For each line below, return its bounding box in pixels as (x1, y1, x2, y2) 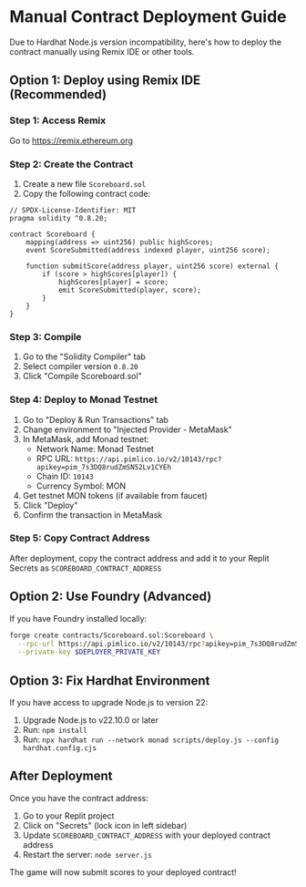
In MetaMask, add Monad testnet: (22, 433, 149, 444)
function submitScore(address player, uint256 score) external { (25, 262, 280, 271)
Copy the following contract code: (22, 188, 151, 199)
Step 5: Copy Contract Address (9, 531, 150, 544)
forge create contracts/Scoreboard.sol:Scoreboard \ (9, 631, 214, 640)
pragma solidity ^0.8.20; (9, 213, 107, 222)
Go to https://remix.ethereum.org (9, 135, 134, 146)
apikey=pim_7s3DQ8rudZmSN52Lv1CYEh (36, 462, 171, 471)
